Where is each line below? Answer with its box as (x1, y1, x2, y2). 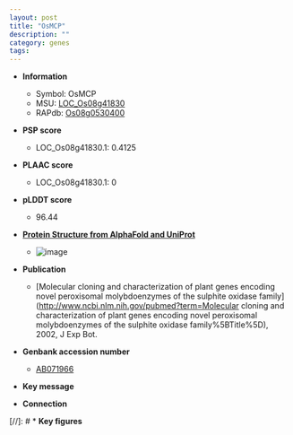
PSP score (22, 125, 62, 135)
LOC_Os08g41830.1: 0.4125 (35, 143, 137, 153)
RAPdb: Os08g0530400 (35, 108, 125, 118)
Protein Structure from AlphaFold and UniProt (22, 230, 195, 240)
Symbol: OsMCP (35, 89, 97, 100)
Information (22, 71, 68, 82)
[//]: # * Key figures (9, 416, 82, 427)
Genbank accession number (22, 346, 130, 357)
